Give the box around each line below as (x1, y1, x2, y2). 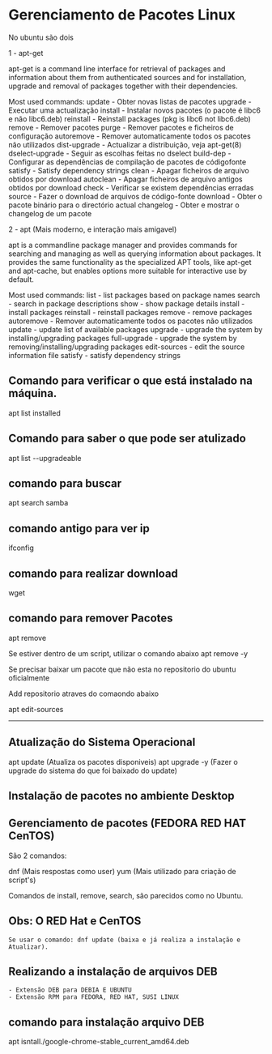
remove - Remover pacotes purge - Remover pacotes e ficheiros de (8, 122, 235, 132)
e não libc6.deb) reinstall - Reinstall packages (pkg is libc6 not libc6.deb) (8, 113, 251, 123)
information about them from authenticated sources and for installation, (8, 72, 247, 82)
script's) (8, 875, 36, 885)
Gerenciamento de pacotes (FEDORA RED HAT (8, 817, 247, 830)
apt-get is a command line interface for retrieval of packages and (8, 63, 226, 74)
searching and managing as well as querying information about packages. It (8, 249, 261, 258)
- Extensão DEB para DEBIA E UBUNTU (8, 986, 132, 994)
